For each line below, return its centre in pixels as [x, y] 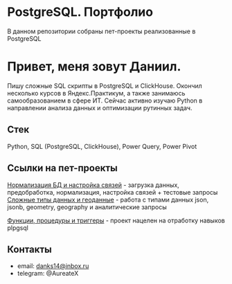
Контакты [29, 249]
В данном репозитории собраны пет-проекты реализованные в [101, 31]
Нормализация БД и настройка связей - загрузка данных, [93, 185]
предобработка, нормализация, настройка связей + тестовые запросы [113, 192]
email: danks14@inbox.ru [53, 266]
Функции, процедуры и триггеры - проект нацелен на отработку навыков [116, 220]
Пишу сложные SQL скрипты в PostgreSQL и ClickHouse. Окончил [105, 86]
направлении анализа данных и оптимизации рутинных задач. [100, 107]
